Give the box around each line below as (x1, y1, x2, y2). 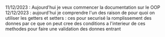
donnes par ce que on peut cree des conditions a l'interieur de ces (5, 20, 146, 26)
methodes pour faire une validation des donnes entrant (5, 26, 121, 32)
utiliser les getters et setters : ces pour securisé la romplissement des (5, 15, 152, 21)
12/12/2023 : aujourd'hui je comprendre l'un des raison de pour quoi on (5, 10, 155, 16)
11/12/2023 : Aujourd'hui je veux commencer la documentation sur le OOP (5, 5, 160, 10)
